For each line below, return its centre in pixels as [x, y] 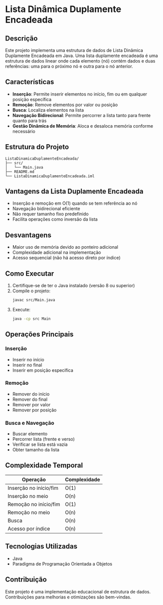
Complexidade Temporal [44, 466]
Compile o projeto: [31, 291]
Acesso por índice [29, 528]
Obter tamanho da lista [36, 450]
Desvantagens [28, 235]
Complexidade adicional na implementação [57, 252]
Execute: [21, 309]
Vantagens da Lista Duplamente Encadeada [74, 191]
